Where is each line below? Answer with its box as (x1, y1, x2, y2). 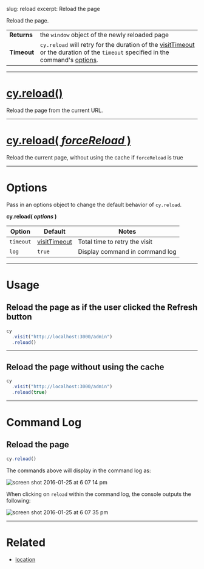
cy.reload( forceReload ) (6, 134, 132, 148)
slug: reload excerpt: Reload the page (6, 5, 100, 12)
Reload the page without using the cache (6, 361, 165, 372)
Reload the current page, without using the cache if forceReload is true (6, 153, 183, 161)
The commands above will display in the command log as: (6, 467, 151, 474)
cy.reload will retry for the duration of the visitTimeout (39, 41, 195, 49)
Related (6, 536, 46, 550)
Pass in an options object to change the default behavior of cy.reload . (6, 201, 182, 208)
